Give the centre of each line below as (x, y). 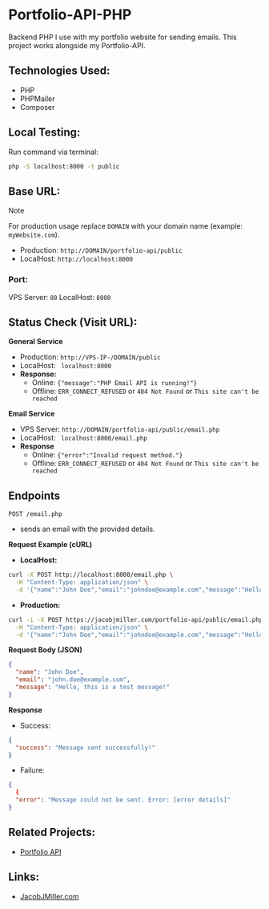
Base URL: (34, 191)
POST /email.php (35, 514)
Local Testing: (44, 133)
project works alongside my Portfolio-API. (77, 45)
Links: (24, 877)
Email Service (32, 414)
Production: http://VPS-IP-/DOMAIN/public (90, 357)
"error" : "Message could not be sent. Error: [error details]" (123, 800)
